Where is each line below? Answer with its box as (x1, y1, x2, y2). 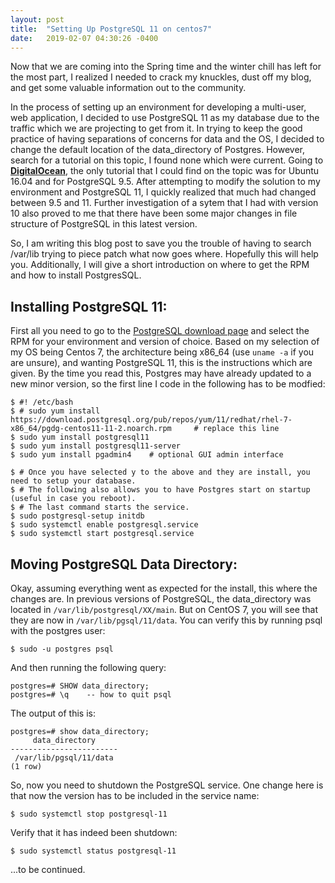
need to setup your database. (10, 476, 137, 486)
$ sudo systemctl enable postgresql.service (10, 520, 199, 530)
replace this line (202, 424, 280, 434)
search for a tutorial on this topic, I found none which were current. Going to (10, 154, 324, 166)
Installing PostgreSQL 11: (10, 298, 168, 315)
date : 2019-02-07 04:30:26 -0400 (10, 33, 159, 43)
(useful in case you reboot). (10, 494, 137, 504)
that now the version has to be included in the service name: (10, 790, 260, 801)
